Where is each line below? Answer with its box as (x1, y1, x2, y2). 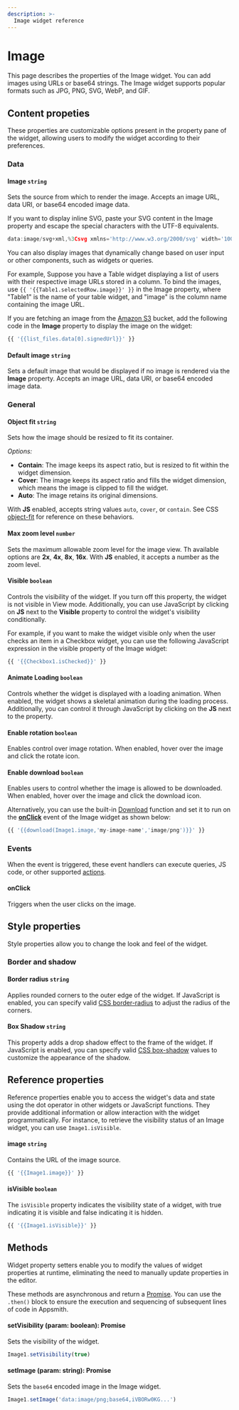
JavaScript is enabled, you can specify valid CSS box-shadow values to (7, 1045, 218, 1054)
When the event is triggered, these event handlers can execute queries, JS (7, 860, 226, 868)
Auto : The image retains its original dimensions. (17, 491, 159, 500)
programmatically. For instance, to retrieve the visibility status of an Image (7, 1115, 225, 1124)
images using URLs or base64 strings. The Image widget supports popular (7, 79, 225, 88)
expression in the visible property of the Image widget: (7, 644, 168, 653)
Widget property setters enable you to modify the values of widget (7, 1261, 203, 1269)
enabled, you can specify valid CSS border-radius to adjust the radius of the (7, 998, 230, 1007)
